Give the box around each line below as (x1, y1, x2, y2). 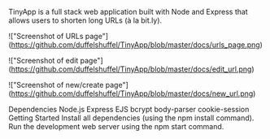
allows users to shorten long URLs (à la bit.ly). (8, 15, 163, 25)
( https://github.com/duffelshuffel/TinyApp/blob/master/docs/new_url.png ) (8, 89, 256, 98)
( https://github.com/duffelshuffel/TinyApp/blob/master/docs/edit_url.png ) (8, 64, 255, 74)
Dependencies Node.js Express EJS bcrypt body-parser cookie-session (8, 105, 250, 114)
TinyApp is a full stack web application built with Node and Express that (8, 7, 248, 16)
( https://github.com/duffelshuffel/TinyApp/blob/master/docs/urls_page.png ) (8, 40, 263, 50)
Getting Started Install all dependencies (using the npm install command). (8, 113, 255, 123)
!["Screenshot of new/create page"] (8, 80, 128, 89)
